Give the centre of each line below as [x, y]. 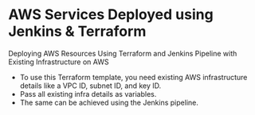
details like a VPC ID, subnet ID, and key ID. [90, 86]
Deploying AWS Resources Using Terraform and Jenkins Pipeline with [123, 53]
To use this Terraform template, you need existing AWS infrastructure [133, 77]
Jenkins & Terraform [77, 31]
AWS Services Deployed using [111, 15]
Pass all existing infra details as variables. [88, 94]
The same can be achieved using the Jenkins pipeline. [109, 102]
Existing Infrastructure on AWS [59, 62]
